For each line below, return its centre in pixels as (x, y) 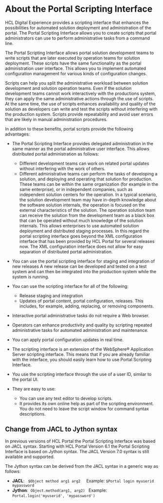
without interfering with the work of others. (62, 168)
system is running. (31, 277)
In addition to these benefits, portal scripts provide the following (69, 129)
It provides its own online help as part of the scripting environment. (87, 403)
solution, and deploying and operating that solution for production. (86, 179)
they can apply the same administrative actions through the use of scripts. (80, 98)
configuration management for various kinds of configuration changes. (76, 73)
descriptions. (33, 414)
